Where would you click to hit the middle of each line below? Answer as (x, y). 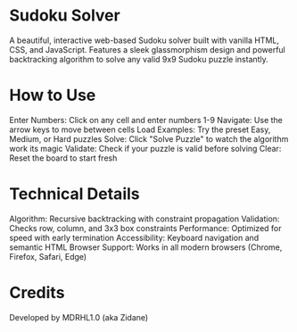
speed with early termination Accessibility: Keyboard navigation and (134, 237)
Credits (37, 293)
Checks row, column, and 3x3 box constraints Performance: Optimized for (146, 228)
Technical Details (74, 194)
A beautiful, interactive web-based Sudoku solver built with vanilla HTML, (144, 40)
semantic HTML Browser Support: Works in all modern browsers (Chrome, (146, 247)
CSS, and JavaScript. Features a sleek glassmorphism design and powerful (147, 49)
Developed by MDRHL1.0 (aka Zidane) (79, 317)
